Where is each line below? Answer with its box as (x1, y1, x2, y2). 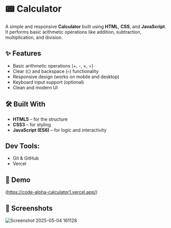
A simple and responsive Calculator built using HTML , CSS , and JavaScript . (5, 23, 166, 30)
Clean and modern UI (12, 84, 58, 90)
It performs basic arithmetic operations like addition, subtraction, (5, 29, 142, 35)
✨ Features (5, 49, 41, 58)
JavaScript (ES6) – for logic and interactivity (12, 127, 107, 133)
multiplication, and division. (5, 34, 63, 40)
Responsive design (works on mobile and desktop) (12, 74, 119, 80)
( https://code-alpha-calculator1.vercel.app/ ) (5, 189, 98, 195)
